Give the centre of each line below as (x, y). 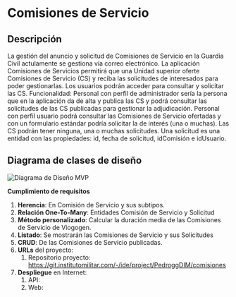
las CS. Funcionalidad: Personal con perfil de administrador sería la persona (117, 93)
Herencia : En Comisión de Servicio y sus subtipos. (91, 205)
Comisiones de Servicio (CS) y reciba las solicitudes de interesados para (113, 78)
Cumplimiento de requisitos (49, 191)
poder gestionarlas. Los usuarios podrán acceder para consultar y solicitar (116, 86)
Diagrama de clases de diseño (75, 160)
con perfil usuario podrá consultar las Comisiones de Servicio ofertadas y (114, 116)
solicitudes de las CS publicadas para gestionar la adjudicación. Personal (113, 108)
